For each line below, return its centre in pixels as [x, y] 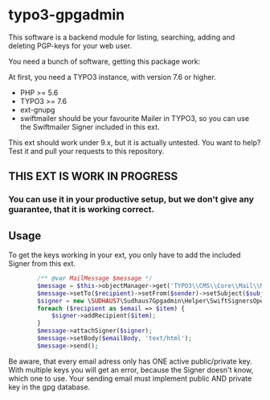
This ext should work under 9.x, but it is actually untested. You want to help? [135, 142]
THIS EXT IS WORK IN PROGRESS [93, 176]
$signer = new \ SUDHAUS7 [79, 301]
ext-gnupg [37, 110]
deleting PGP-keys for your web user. [70, 45]
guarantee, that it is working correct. [82, 210]
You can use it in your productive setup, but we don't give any [131, 199]
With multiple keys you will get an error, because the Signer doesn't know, [131, 369]
